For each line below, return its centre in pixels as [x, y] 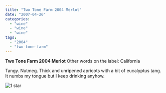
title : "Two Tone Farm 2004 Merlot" [43, 10]
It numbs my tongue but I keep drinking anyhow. [55, 76]
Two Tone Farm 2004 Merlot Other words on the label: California [73, 61]
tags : [11, 38]
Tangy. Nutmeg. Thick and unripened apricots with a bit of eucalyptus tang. [83, 71]
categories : [18, 19]
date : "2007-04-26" [26, 14]
